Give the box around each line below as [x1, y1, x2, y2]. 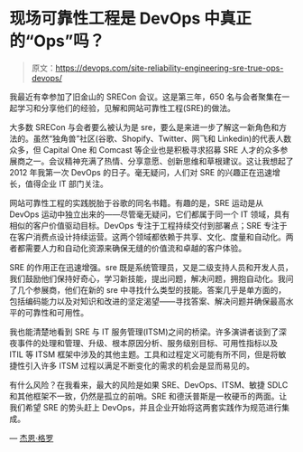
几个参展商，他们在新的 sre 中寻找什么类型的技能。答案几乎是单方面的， [16, 284, 287, 295]
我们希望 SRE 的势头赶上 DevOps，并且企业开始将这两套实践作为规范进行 [9, 401, 282, 412]
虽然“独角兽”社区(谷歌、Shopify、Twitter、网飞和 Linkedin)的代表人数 [32, 133, 291, 144]
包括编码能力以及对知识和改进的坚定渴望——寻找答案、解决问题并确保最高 [9, 296, 286, 306]
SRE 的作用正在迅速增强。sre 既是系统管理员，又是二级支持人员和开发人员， [9, 261, 293, 272]
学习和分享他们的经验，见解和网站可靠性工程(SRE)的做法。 [16, 102, 236, 113]
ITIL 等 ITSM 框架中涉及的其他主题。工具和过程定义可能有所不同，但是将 [9, 349, 279, 360]
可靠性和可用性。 [24, 306, 88, 317]
